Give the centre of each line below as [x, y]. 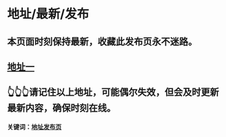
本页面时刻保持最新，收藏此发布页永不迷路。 [102, 41]
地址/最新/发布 [48, 14]
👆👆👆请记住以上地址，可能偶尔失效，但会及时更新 [113, 92]
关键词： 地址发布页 [34, 127]
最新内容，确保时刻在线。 [61, 108]
